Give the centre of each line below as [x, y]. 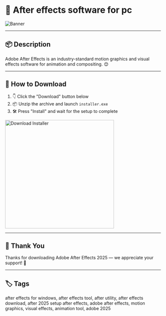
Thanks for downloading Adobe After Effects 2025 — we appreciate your [79, 258]
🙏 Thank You [25, 246]
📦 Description [28, 45]
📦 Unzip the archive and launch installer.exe [60, 104]
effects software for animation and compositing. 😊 [57, 64]
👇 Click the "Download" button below [50, 96]
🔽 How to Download [36, 84]
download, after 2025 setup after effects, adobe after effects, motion [75, 303]
